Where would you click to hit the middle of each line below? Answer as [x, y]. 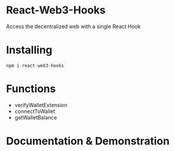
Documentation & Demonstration [88, 141]
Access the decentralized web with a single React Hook [73, 26]
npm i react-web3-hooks [35, 66]
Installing [29, 50]
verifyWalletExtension [41, 105]
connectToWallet [35, 111]
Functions [31, 89]
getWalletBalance [36, 117]
